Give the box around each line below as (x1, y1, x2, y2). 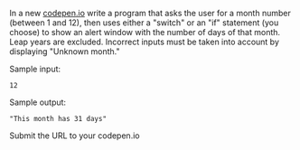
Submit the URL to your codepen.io (9, 130, 140, 141)
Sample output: (9, 97, 66, 108)
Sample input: (9, 63, 61, 74)
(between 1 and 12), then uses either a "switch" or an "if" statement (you (9, 17, 279, 28)
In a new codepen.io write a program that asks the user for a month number (9, 8, 291, 18)
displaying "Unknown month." (9, 46, 120, 57)
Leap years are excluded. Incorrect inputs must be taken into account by (9, 36, 280, 47)
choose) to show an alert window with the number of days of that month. (9, 27, 281, 37)
